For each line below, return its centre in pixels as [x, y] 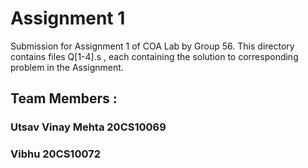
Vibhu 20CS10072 [55, 154]
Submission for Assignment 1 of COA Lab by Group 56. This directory [152, 46]
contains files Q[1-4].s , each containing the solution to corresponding [154, 56]
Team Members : [64, 98]
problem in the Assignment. [67, 67]
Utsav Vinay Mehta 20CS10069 [88, 127]
